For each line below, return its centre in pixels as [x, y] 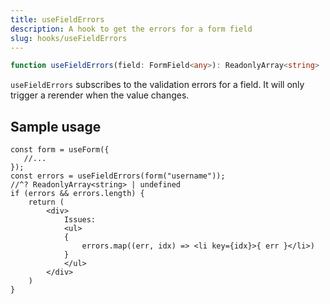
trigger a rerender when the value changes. [100, 95]
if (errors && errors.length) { [77, 194]
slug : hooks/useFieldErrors [69, 38]
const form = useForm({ [60, 150]
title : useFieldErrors [57, 19]
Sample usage [56, 126]
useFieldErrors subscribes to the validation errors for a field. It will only [157, 85]
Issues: [80, 220]
